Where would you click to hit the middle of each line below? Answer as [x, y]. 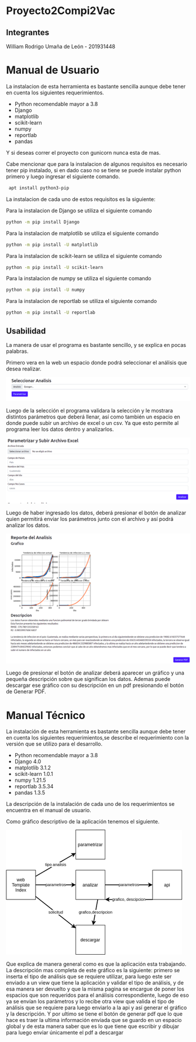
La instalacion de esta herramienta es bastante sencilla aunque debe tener [96, 86]
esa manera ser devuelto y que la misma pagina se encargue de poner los [95, 989]
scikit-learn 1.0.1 [34, 774]
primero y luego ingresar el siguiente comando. [63, 176]
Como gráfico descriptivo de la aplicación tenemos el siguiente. [83, 822]
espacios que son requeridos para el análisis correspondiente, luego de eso [97, 995]
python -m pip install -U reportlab [51, 313]
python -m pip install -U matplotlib [52, 244]
